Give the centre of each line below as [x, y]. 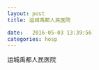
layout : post [26, 14]
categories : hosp [32, 39]
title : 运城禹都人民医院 [39, 20]
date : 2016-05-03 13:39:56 [49, 33]
